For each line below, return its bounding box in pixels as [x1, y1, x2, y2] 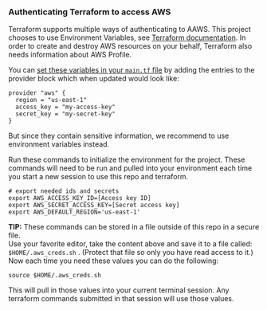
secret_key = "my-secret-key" [15, 110, 116, 118]
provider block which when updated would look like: [8, 74, 179, 84]
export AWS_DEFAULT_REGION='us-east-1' [8, 208, 141, 217]
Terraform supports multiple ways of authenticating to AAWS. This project [8, 25, 251, 34]
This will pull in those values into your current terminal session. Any [8, 285, 230, 295]
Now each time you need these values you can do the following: [8, 256, 219, 265]
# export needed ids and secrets [8, 187, 120, 195]
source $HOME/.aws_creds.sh [8, 272, 102, 280]
